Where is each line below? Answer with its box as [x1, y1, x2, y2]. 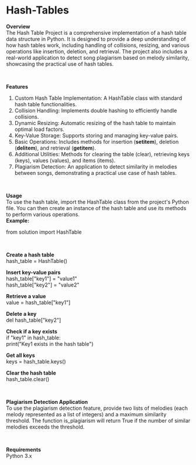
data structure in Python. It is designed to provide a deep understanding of [6, 35, 186, 42]
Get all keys [6, 352, 35, 359]
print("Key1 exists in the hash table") [6, 340, 94, 347]
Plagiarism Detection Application [6, 398, 88, 405]
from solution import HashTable [6, 228, 82, 235]
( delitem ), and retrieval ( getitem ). [14, 144, 97, 151]
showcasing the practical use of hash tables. [6, 60, 114, 68]
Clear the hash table [6, 369, 57, 376]
